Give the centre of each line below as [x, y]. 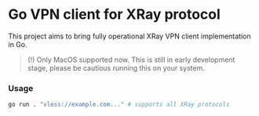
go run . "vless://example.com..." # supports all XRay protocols [119, 105]
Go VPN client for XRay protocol [115, 14]
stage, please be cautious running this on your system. [116, 67]
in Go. [18, 44]
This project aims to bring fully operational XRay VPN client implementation [129, 36]
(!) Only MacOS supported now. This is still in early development [131, 60]
